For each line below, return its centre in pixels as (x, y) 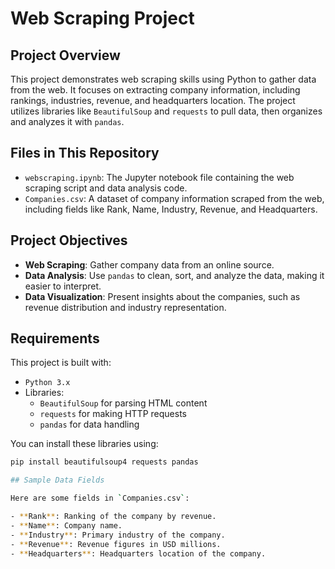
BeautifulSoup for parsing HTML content (123, 403)
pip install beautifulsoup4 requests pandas (104, 462)
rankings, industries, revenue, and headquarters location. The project (153, 100)
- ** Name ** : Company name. (66, 525)
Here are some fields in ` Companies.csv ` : (100, 498)
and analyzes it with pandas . (67, 121)
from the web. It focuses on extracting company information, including (155, 90)
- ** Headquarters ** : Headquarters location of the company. (138, 553)
